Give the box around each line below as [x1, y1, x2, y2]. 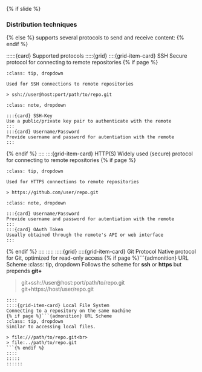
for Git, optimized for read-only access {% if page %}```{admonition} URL [6, 254, 189, 262]
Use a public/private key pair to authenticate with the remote [6, 118, 172, 124]
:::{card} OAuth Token [6, 227, 64, 233]
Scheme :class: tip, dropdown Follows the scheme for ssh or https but [6, 261, 182, 268]
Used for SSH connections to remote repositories [6, 81, 134, 87]
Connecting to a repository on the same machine [6, 308, 131, 314]
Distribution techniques [6, 20, 77, 29]
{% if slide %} [6, 5, 41, 12]
